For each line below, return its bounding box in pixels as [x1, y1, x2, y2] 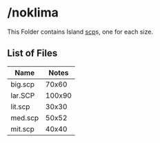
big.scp [10, 79, 35, 89]
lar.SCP [10, 91, 35, 100]
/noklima [7, 5, 59, 21]
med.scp [10, 113, 39, 122]
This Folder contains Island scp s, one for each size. [7, 27, 154, 36]
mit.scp [10, 124, 34, 133]
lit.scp [10, 102, 30, 111]
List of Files [7, 47, 58, 59]
